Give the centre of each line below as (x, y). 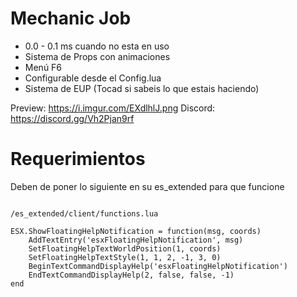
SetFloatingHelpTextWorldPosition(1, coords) (125, 248)
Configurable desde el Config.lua (93, 78)
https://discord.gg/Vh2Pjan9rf (72, 118)
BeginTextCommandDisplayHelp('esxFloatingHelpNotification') (158, 266)
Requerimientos (78, 159)
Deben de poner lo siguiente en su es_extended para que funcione (147, 186)
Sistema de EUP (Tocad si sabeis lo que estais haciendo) (142, 88)
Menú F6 (43, 67)
